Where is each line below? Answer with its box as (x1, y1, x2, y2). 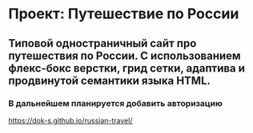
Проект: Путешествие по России (8, 5, 239, 23)
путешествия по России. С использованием (8, 49, 242, 62)
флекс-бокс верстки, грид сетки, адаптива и (8, 61, 246, 75)
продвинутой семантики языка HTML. (8, 73, 211, 88)
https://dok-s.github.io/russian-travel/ (8, 115, 133, 125)
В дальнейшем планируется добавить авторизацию (8, 97, 223, 108)
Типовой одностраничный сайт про (8, 37, 197, 50)
